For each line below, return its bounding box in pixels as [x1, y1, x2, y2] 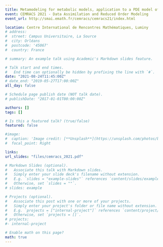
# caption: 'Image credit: [5, 137, 62, 141]
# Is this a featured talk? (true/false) [5, 119, 90, 123]
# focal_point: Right [5, 141, 51, 146]
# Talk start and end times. [5, 65, 64, 70]
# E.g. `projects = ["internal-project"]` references [5, 208, 120, 213]
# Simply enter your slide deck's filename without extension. [5, 172, 140, 177]
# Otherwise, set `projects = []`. [5, 212, 81, 217]
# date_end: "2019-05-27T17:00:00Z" [5, 79, 79, 84]
